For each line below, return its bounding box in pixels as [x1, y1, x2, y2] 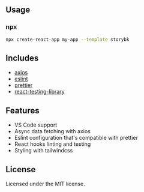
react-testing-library [14, 88, 65, 95]
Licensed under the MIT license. [5, 180, 85, 187]
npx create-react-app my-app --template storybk [5, 36, 130, 43]
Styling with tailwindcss [14, 147, 73, 154]
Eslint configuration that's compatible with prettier [14, 134, 139, 142]
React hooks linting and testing [14, 140, 91, 148]
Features [5, 105, 40, 116]
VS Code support [14, 121, 58, 128]
